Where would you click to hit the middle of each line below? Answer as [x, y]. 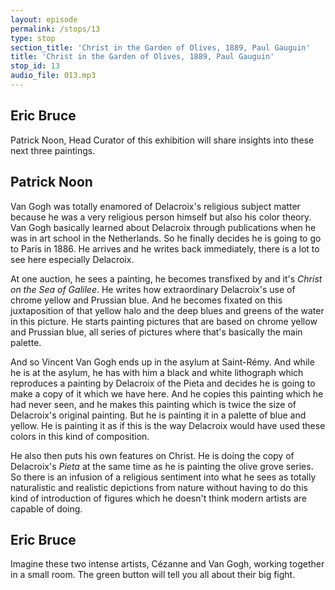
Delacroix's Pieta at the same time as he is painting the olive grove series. [162, 466]
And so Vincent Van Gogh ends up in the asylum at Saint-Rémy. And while [162, 362]
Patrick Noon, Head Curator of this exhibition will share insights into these [162, 140]
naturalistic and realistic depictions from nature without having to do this [159, 487]
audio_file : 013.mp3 [53, 76]
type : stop [33, 38]
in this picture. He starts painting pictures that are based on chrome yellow [164, 321]
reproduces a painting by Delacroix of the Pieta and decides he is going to [163, 383]
